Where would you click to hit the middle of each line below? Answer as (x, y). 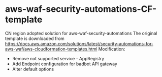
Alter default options (33, 69)
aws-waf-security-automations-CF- (81, 9)
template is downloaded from (35, 38)
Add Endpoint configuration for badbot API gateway (65, 64)
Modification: (112, 49)
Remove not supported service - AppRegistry (58, 58)
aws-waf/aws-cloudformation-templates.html (51, 49)
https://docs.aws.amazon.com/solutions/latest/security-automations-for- (79, 43)
